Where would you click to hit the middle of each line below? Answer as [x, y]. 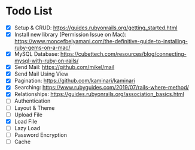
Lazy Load [27, 128]
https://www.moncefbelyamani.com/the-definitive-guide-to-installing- [101, 41]
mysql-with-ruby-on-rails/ [46, 61]
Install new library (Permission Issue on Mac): [70, 34]
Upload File [28, 115]
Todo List [29, 11]
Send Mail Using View [41, 74]
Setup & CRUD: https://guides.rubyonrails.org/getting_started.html [96, 28]
